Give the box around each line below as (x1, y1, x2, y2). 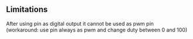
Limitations (6, 5, 48, 15)
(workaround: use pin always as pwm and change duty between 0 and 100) (6, 26, 188, 33)
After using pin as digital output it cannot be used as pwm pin (6, 20, 154, 27)
